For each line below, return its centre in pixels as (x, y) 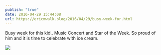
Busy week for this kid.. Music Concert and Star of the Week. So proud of (80, 33)
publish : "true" (22, 10)
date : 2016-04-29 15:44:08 (33, 14)
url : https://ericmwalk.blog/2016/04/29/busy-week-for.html (69, 19)
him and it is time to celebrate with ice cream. (52, 38)
